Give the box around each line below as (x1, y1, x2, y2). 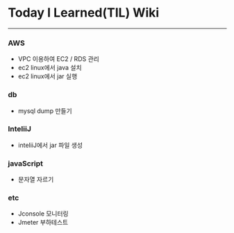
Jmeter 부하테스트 (17, 218, 69, 227)
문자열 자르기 (17, 175, 54, 184)
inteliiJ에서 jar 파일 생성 (17, 141, 83, 149)
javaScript (8, 158, 44, 168)
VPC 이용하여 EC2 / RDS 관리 (17, 55, 99, 63)
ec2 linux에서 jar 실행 (17, 72, 78, 80)
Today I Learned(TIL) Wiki (8, 5, 160, 21)
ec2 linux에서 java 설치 (17, 64, 82, 72)
